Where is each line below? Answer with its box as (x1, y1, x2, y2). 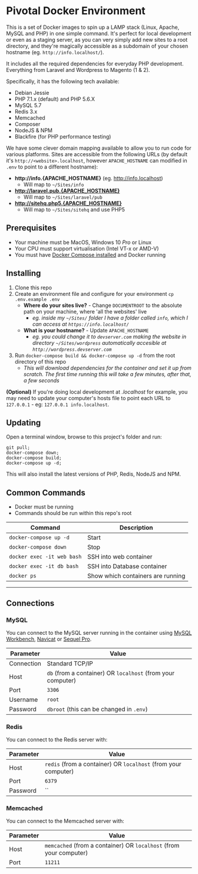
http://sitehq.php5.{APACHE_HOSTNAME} (14, 199, 122, 207)
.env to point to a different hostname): (6, 163, 98, 170)
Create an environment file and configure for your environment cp (14, 290, 174, 297)
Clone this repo (14, 284, 52, 291)
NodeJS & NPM (14, 127, 53, 134)
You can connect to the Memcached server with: (6, 817, 125, 824)
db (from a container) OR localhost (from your (47, 669, 175, 677)
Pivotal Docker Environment (6, 4, 146, 18)
